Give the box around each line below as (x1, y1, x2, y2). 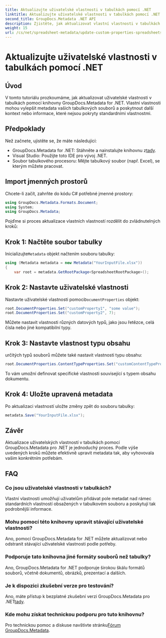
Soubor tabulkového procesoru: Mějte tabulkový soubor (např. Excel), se (12, 158, 160, 163)
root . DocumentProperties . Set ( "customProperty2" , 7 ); (5, 311, 116, 316)
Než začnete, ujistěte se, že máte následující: (5, 138, 97, 144)
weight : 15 (5, 26, 28, 31)
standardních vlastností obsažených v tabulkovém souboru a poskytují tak (5, 501, 156, 507)
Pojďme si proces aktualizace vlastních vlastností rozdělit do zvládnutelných (5, 218, 161, 224)
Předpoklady (5, 124, 45, 133)
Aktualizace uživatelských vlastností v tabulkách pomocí (5, 439, 120, 445)
